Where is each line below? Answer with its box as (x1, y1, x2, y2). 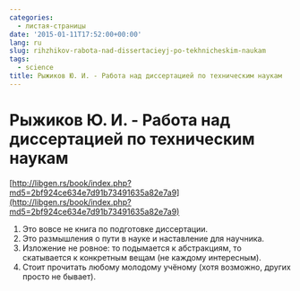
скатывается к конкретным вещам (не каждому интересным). (21, 252, 261, 262)
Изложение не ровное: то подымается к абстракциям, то (21, 243, 242, 253)
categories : (9, 13, 54, 22)
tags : (9, 55, 30, 64)
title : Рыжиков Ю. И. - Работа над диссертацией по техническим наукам (9, 72, 282, 81)
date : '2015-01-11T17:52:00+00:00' (9, 30, 142, 39)
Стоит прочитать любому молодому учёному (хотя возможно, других (21, 261, 291, 272)
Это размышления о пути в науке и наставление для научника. (21, 233, 265, 244)
